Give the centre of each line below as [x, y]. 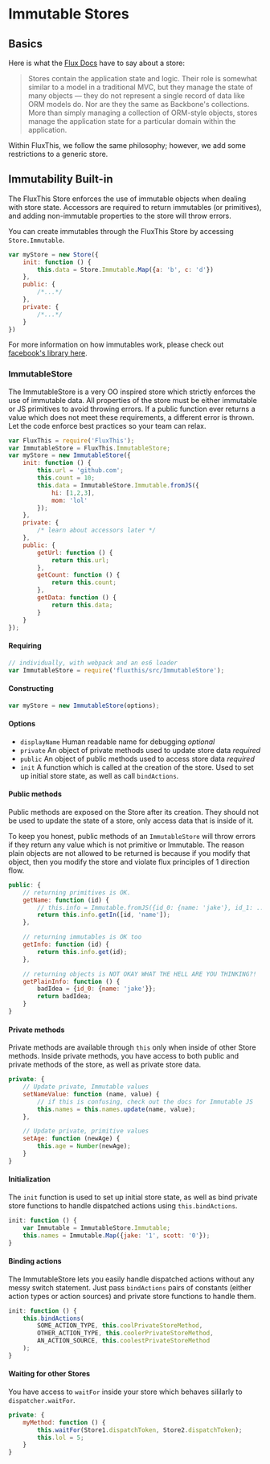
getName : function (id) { [66, 900]
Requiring [25, 646]
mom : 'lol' [70, 500]
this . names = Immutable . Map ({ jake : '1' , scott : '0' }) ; [117, 1236]
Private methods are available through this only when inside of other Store [132, 1047]
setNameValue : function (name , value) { [91, 1094]
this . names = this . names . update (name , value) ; [117, 1109]
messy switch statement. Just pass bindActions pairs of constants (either [130, 1287]
